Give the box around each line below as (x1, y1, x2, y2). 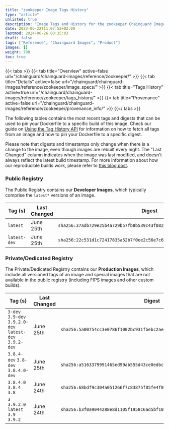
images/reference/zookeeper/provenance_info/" (5, 105, 106, 111)
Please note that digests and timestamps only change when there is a (5, 141, 149, 147)
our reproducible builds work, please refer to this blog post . (5, 162, 128, 169)
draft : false (5, 36, 33, 41)
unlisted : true (5, 17, 37, 22)
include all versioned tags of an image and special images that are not (5, 271, 150, 277)
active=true (5, 89, 29, 96)
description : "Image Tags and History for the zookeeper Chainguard (5, 21, 152, 27)
